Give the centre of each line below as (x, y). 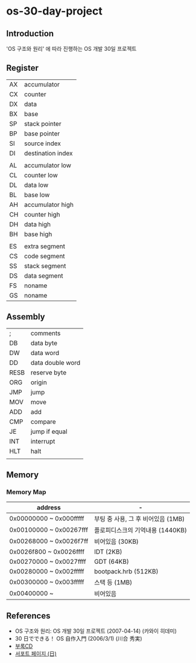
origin (39, 382)
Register (23, 68)
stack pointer (43, 123)
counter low (41, 175)
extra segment (44, 246)
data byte (44, 343)
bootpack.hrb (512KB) (126, 572)
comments (46, 333)
